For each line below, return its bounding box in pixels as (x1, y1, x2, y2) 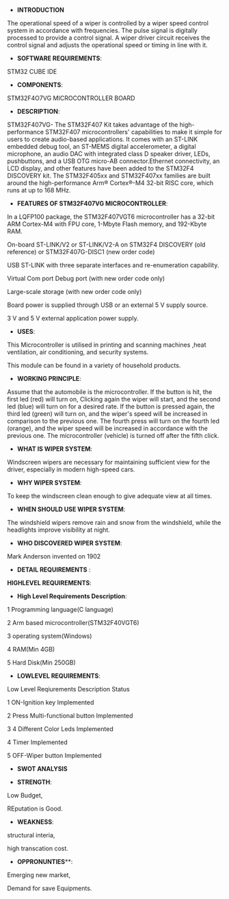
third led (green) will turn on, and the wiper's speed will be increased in (7, 410, 208, 417)
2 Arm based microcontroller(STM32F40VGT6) (7, 619, 139, 626)
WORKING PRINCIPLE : (16, 375, 82, 382)
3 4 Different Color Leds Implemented (7, 725, 114, 732)
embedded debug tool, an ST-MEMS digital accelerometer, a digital (7, 143, 196, 150)
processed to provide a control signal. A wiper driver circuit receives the (7, 34, 211, 42)
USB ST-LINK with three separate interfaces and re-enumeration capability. (7, 261, 219, 269)
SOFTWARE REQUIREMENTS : (16, 54, 103, 62)
